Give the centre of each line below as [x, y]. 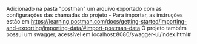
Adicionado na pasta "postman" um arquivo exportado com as [84, 9]
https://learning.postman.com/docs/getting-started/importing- [109, 21]
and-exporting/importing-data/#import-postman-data [73, 28]
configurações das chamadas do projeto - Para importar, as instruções [95, 15]
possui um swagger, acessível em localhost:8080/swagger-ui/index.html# [98, 34]
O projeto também [164, 28]
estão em [18, 21]
